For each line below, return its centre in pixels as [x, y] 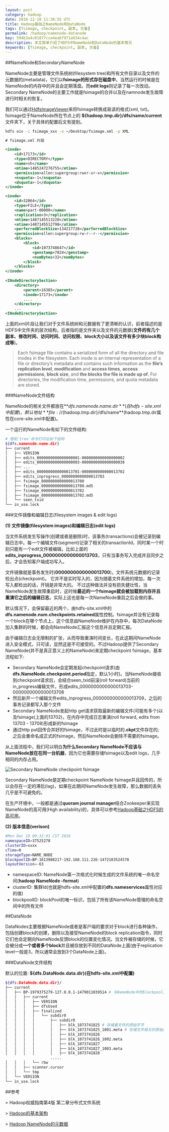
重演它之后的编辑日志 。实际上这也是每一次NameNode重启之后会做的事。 [81, 598]
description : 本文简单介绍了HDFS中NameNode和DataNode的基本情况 [69, 43]
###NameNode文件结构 [30, 395]
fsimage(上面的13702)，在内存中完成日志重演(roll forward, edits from [88, 717]
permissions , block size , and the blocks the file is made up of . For [87, 374]
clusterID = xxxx [21, 845]
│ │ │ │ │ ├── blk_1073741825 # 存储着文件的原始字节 [75, 1025]
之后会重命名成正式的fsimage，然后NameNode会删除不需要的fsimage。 [87, 736]
